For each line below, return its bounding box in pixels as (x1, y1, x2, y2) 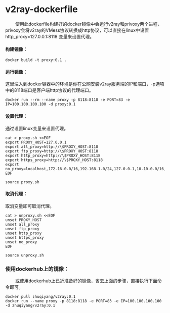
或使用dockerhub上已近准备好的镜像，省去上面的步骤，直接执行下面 (15, 278, 158, 284)
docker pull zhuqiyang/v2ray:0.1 (5, 294, 76, 299)
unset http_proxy (5, 231, 42, 236)
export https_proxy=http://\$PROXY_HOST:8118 (5, 158, 103, 163)
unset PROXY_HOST (5, 217, 42, 223)
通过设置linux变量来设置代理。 (5, 125, 68, 131)
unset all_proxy (5, 222, 39, 227)
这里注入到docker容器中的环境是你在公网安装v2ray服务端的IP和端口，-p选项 (5, 81, 164, 87)
